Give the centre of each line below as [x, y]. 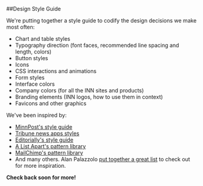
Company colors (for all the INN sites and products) [79, 90]
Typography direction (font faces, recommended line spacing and [97, 45]
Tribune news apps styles [47, 133]
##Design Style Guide [34, 9]
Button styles [32, 58]
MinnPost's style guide [44, 127]
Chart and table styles [43, 39]
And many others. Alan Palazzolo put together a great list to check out [102, 159]
